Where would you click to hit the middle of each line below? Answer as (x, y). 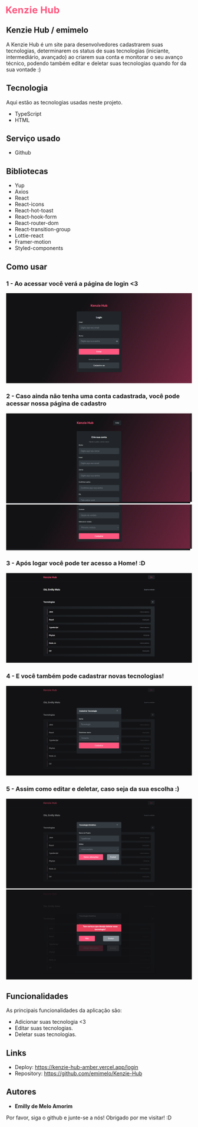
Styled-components (39, 248)
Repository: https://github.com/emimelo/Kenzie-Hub (78, 1073)
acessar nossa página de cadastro (56, 404)
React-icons (29, 204)
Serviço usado (33, 139)
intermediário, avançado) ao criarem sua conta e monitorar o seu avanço (95, 57)
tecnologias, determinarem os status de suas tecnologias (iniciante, (88, 51)
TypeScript (28, 114)
